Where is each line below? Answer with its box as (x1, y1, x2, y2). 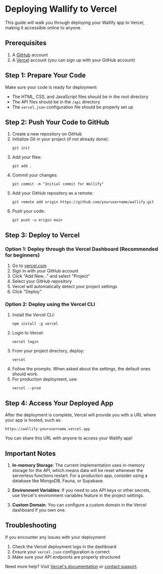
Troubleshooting (5, 521, 57, 530)
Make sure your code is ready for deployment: (5, 84, 98, 90)
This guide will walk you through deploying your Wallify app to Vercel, (5, 20, 145, 25)
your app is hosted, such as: (5, 417, 62, 423)
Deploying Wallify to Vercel (5, 3, 117, 15)
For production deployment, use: (12, 376, 78, 382)
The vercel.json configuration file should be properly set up (12, 104, 134, 110)
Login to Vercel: (12, 330, 44, 336)
